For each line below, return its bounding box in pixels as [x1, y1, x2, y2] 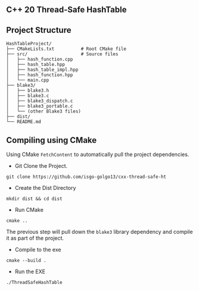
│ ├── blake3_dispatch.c [6, 98, 73, 104]
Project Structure [6, 25, 71, 35]
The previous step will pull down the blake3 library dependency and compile [6, 229, 193, 236]
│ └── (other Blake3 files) [6, 108, 82, 115]
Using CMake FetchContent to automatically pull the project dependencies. [6, 151, 189, 158]
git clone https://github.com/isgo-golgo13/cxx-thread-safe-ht [6, 174, 167, 180]
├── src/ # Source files [6, 51, 119, 57]
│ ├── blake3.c [6, 93, 49, 99]
